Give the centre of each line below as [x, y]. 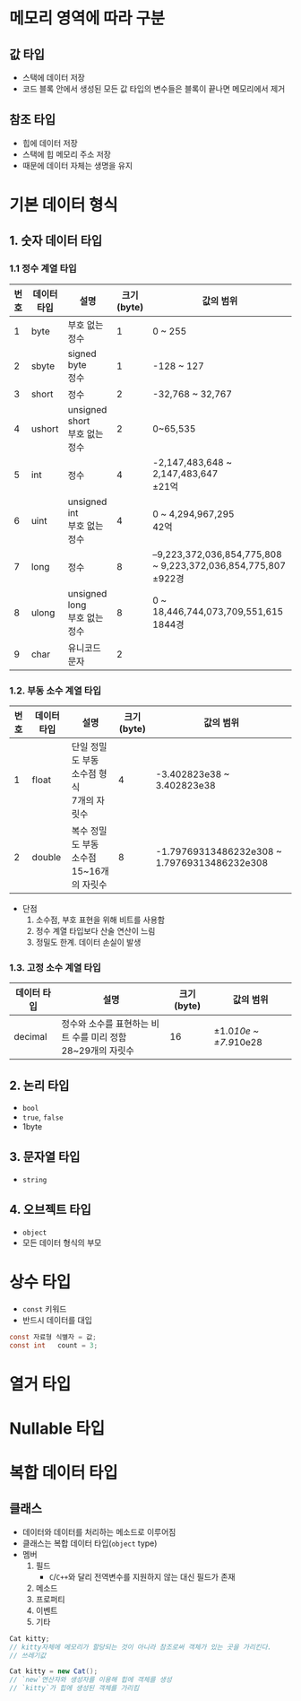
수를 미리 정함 [99, 1037]
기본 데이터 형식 [64, 205]
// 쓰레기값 [28, 1655]
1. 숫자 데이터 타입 [56, 241]
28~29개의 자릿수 [98, 1051]
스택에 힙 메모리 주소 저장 [67, 154]
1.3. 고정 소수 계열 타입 [55, 967]
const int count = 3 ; [54, 1345]
